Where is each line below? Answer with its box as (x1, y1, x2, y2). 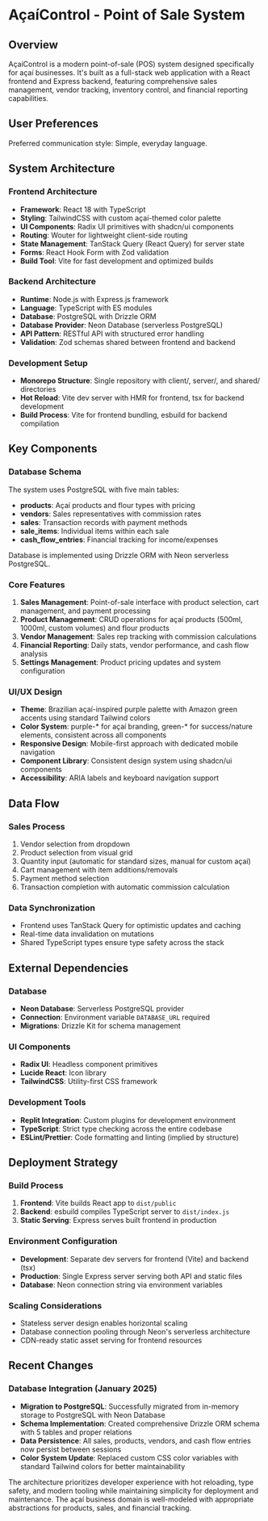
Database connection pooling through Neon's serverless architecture (19, 1326, 250, 1336)
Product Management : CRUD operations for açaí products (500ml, (19, 615, 244, 624)
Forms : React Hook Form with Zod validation (19, 247, 170, 257)
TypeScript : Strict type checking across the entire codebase (19, 1124, 223, 1133)
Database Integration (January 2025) (8, 1383, 157, 1394)
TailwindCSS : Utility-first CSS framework (19, 1077, 157, 1086)
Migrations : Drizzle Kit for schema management (19, 1021, 182, 1031)
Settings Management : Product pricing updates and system (19, 658, 221, 667)
